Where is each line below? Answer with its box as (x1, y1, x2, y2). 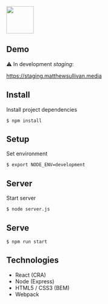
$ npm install (6, 118, 42, 124)
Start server (6, 194, 36, 202)
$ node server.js (6, 206, 50, 212)
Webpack (15, 291, 39, 298)
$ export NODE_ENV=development (6, 162, 86, 168)
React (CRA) (15, 271, 47, 279)
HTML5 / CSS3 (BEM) (15, 284, 70, 291)
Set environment (6, 150, 48, 157)
